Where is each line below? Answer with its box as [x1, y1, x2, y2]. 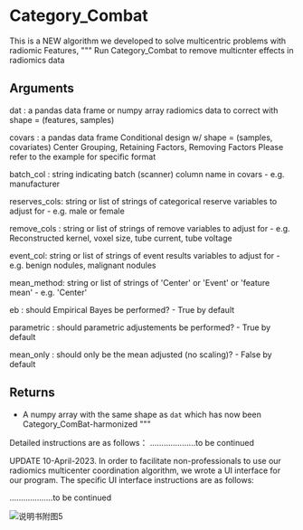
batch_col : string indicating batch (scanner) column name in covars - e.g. [9, 168, 285, 179]
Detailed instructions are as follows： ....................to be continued [9, 437, 255, 448]
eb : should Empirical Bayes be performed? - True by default [9, 304, 235, 315]
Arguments [9, 80, 75, 96]
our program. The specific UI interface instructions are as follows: [9, 474, 255, 485]
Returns [9, 385, 56, 401]
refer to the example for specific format [9, 151, 156, 162]
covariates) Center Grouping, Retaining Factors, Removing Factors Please [9, 141, 284, 152]
